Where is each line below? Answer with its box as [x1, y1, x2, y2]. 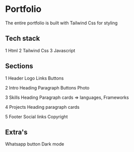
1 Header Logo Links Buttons [5, 75, 64, 81]
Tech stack [5, 34, 40, 43]
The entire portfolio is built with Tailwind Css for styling [5, 20, 118, 26]
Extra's [5, 128, 28, 136]
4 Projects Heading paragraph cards [5, 104, 80, 110]
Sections [5, 62, 33, 71]
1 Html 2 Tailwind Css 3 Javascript [5, 47, 75, 53]
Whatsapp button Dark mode [5, 141, 65, 147]
